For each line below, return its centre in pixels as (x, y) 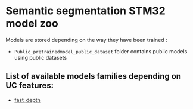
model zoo (32, 23)
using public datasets (41, 57)
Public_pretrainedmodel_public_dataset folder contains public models (101, 51)
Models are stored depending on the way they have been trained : (86, 40)
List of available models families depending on (94, 76)
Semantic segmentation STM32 (86, 11)
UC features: (30, 86)
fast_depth (27, 100)
